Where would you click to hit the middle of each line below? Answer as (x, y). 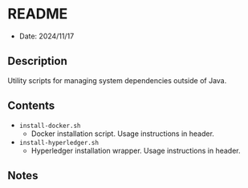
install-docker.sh (50, 126)
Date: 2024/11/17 (47, 36)
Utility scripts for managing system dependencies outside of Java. (117, 80)
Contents (31, 106)
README (38, 14)
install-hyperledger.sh (59, 142)
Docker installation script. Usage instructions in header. (122, 134)
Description (37, 61)
